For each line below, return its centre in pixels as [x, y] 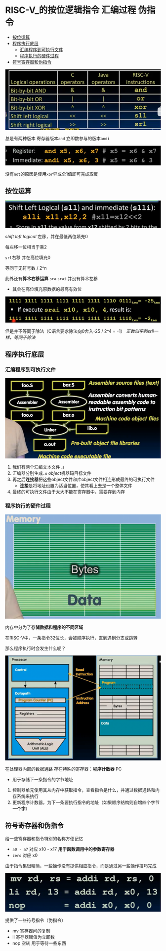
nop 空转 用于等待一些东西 [39, 943]
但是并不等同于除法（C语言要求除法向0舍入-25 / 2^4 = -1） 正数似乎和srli [80, 331]
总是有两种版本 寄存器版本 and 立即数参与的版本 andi [57, 139]
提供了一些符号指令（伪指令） [35, 920]
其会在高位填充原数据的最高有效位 [47, 289]
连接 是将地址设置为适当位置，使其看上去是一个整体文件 [76, 486]
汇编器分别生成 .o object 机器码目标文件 [52, 473]
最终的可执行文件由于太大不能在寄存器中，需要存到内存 [68, 492]
